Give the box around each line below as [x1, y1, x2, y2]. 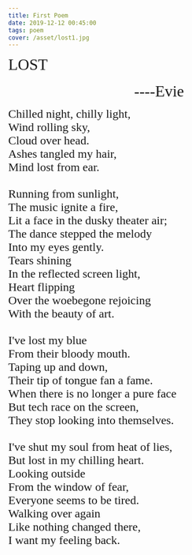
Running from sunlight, [8, 187, 120, 201]
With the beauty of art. [8, 307, 115, 321]
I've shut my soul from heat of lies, [8, 440, 173, 454]
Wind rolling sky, [8, 120, 90, 134]
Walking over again [8, 507, 101, 521]
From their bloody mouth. [8, 347, 131, 361]
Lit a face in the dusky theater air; [8, 214, 168, 227]
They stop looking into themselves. [8, 414, 175, 427]
